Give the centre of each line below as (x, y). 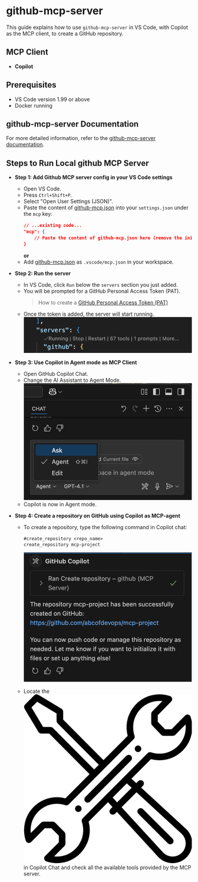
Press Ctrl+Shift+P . (48, 195)
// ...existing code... (53, 226)
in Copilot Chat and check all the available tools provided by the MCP (107, 867)
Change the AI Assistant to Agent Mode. (72, 380)
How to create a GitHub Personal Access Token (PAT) (103, 302)
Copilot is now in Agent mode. (60, 504)
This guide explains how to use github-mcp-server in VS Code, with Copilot (97, 27)
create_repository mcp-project (62, 544)
